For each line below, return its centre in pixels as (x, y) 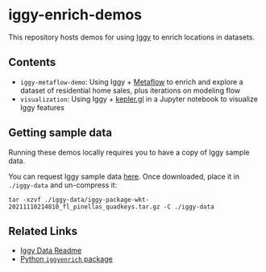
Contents (32, 62)
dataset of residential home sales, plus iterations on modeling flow (130, 90)
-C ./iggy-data (189, 207)
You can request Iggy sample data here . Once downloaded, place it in (124, 176)
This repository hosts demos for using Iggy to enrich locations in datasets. (132, 37)
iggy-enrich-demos (75, 15)
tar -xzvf (25, 200)
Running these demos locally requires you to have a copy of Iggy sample (129, 152)
